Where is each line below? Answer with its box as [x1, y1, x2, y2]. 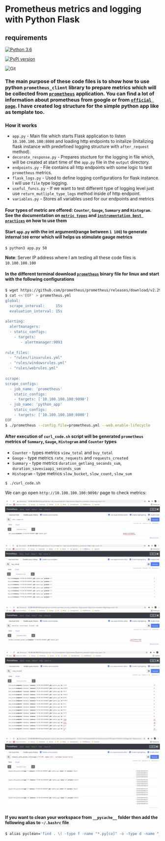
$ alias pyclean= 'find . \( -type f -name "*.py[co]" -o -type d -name [5, 831, 155, 836]
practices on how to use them [5, 218, 67, 224]
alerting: [5, 319, 26, 324]
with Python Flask [5, 14, 80, 25]
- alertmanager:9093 [20, 340, 63, 345]
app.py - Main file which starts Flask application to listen [12, 133, 126, 139]
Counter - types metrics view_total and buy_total [12, 450, 113, 455]
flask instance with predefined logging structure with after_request [12, 144, 149, 150]
